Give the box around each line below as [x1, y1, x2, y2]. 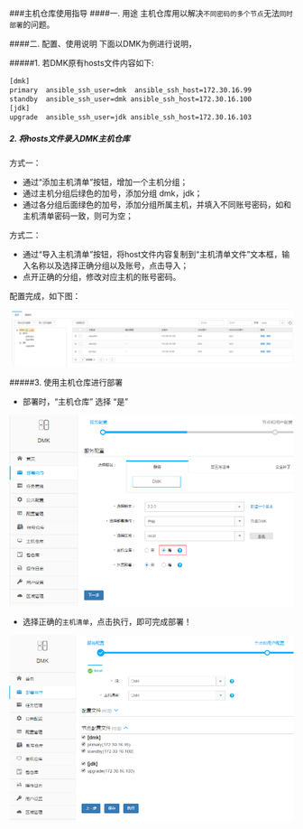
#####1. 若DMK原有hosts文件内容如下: [9, 58, 155, 68]
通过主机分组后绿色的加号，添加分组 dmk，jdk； [22, 188, 203, 199]
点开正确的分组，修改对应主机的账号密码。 [22, 271, 181, 282]
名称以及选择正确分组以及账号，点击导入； [30, 260, 189, 271]
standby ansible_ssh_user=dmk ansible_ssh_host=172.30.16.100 [9, 95, 252, 104]
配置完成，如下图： [9, 290, 81, 301]
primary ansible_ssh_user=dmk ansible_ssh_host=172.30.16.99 [9, 86, 252, 95]
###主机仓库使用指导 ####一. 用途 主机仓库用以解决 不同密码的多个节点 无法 [9, 8, 280, 18]
